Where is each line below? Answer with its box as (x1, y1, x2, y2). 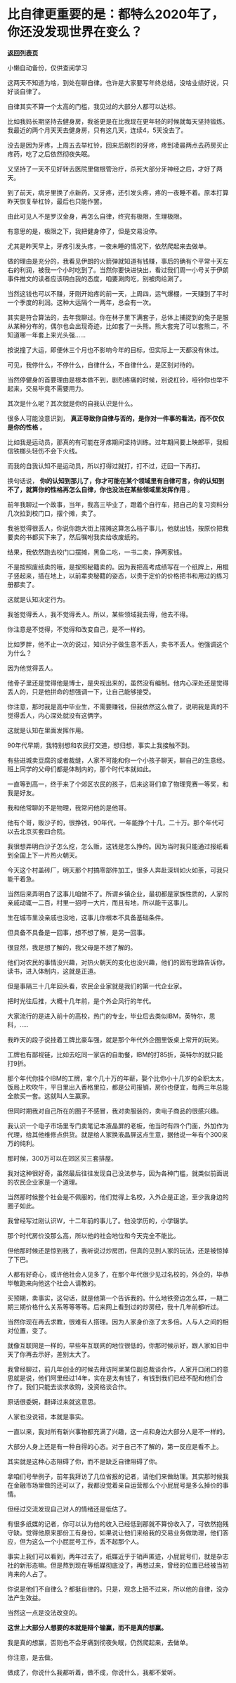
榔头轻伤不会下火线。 (19, 446, 81, 455)
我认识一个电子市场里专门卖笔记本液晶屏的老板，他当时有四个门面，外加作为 (7, 1121, 229, 1130)
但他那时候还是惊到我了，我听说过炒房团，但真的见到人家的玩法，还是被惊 (7, 1246, 223, 1255)
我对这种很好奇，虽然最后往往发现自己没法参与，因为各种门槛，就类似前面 (7, 1168, 223, 1178)
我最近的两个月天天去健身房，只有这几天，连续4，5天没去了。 (7, 126, 188, 134)
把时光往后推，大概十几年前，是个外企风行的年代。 (7, 996, 155, 1005)
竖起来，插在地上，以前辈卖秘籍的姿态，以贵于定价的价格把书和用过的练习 (13, 571, 229, 580)
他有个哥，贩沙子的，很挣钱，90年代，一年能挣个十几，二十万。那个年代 (7, 818, 218, 827)
